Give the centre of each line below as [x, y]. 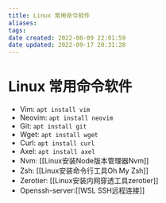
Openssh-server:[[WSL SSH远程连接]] [82, 190]
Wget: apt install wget [59, 135]
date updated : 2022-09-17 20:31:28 [67, 45]
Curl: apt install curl [57, 143]
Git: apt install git [53, 126]
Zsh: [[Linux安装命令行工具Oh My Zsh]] [84, 170]
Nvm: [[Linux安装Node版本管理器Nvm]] [84, 161]
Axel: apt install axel [57, 151]
